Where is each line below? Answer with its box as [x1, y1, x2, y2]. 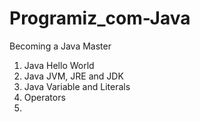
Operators [23, 91, 66, 103]
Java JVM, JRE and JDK [23, 70, 124, 82]
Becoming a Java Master [9, 40, 112, 52]
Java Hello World [23, 59, 95, 71]
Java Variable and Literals [23, 80, 131, 92]
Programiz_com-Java [9, 7, 191, 30]
